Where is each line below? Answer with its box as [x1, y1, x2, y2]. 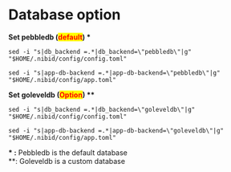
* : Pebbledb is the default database [8, 147, 128, 158]
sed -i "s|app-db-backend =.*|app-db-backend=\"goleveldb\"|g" [8, 126, 225, 134]
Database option [8, 6, 121, 24]
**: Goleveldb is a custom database [8, 156, 126, 166]
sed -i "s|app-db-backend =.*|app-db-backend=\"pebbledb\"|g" [8, 68, 221, 77]
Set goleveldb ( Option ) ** [8, 90, 95, 100]
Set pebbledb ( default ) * [8, 32, 91, 42]
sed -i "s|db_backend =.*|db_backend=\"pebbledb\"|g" [8, 47, 192, 55]
